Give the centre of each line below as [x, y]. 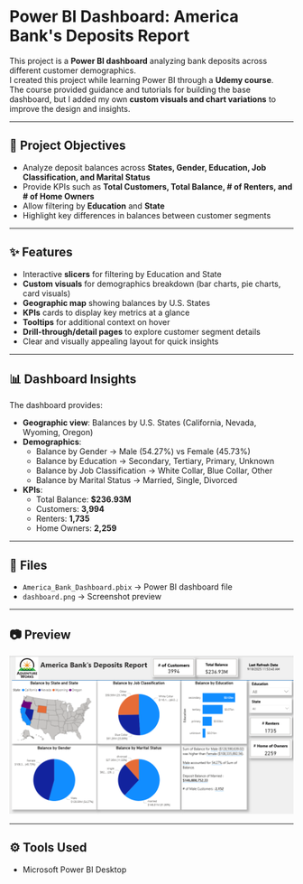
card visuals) [46, 293]
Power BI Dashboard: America [124, 17]
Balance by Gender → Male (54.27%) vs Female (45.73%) [143, 451]
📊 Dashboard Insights [73, 379]
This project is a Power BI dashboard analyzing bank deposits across [138, 60]
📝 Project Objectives [68, 146]
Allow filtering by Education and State [93, 206]
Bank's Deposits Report [100, 36]
